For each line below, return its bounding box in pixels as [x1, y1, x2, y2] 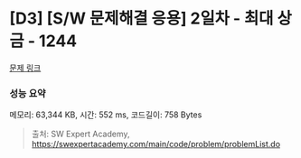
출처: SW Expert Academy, [31, 128, 130, 140]
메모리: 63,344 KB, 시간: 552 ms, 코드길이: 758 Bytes [9, 109, 202, 120]
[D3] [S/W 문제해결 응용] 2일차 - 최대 [9, 8, 274, 29]
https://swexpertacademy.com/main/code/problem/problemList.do [31, 139, 281, 150]
